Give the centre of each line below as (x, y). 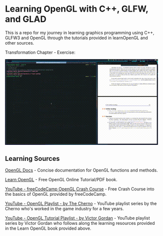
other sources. (20, 43)
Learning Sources (32, 158)
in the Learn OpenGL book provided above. (48, 228)
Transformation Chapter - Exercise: (40, 52)
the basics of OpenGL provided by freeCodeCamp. (56, 194)
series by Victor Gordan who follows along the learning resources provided (80, 223)
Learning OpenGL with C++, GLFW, (77, 9)
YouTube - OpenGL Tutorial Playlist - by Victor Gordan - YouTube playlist (78, 218)
